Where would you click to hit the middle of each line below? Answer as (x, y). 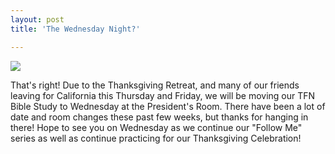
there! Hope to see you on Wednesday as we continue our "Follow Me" (156, 127)
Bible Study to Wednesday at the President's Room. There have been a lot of (168, 106)
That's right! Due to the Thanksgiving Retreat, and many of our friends (155, 85)
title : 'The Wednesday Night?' (75, 29)
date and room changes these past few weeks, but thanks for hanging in (159, 117)
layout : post (37, 19)
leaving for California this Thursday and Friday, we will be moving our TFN (163, 95)
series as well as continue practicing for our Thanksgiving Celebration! (156, 138)
